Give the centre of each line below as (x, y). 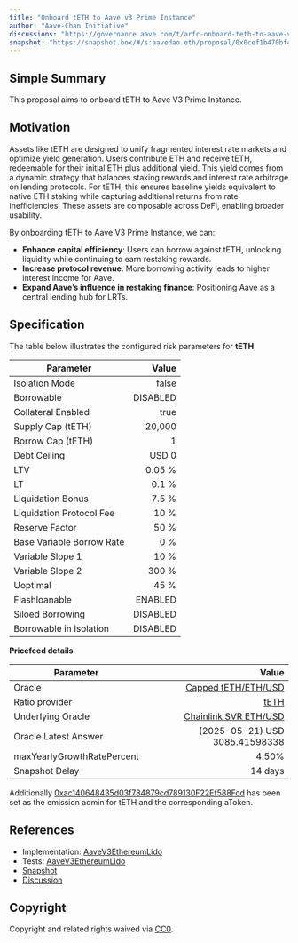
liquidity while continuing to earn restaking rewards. (117, 259)
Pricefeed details (41, 651)
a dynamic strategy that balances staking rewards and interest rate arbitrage (149, 177)
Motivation (40, 128)
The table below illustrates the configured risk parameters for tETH (132, 346)
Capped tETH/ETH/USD (235, 687)
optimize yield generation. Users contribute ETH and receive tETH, (131, 158)
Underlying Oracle (52, 716)
